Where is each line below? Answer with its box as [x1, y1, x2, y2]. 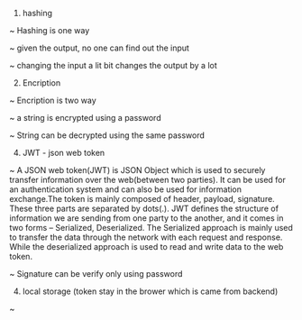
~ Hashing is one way [9, 25, 90, 35]
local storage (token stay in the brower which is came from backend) [22, 286, 279, 297]
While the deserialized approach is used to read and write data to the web [9, 242, 284, 251]
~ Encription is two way [9, 95, 96, 105]
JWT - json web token [22, 148, 105, 158]
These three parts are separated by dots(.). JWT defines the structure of [9, 203, 279, 214]
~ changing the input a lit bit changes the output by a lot [9, 60, 218, 70]
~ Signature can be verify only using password [9, 269, 183, 279]
